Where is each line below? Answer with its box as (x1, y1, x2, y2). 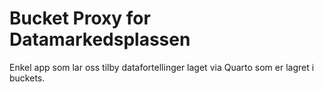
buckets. (9, 72, 46, 84)
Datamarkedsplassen (9, 28, 191, 51)
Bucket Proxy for (9, 7, 151, 30)
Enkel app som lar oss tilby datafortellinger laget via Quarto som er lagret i (9, 61, 315, 73)
